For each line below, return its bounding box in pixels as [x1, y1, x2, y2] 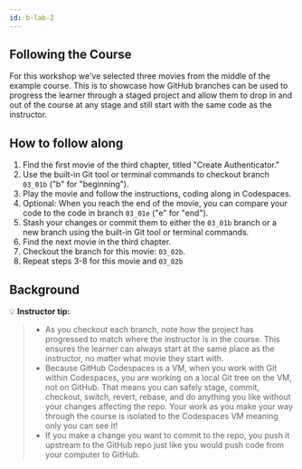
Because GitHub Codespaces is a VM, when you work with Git [44, 363, 278, 374]
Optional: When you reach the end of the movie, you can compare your [22, 198, 288, 209]
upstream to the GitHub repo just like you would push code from [44, 440, 285, 451]
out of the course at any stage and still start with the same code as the [9, 100, 272, 110]
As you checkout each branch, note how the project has [44, 324, 254, 335]
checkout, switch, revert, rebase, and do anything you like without [44, 391, 291, 403]
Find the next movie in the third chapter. [22, 236, 172, 247]
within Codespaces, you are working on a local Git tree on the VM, [44, 372, 292, 383]
